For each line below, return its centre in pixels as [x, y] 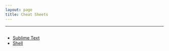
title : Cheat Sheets [27, 14]
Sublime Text [26, 37]
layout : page [19, 10]
